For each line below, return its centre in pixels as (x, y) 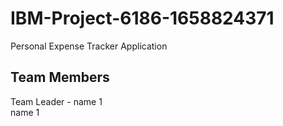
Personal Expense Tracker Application (89, 46)
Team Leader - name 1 (56, 101)
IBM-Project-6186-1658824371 (142, 18)
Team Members (60, 77)
